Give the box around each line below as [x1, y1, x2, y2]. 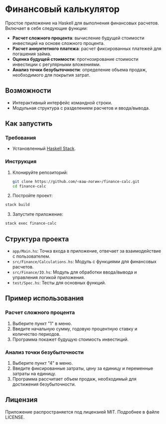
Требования [5, 135, 36, 141]
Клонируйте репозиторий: [12, 169, 68, 175]
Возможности [5, 86, 51, 95]
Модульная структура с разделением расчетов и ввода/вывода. [12, 105, 150, 111]
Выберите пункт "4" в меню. [12, 360, 73, 366]
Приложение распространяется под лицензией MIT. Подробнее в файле [5, 409, 160, 415]
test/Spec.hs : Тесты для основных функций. [12, 280, 106, 286]
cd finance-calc [12, 183, 46, 189]
